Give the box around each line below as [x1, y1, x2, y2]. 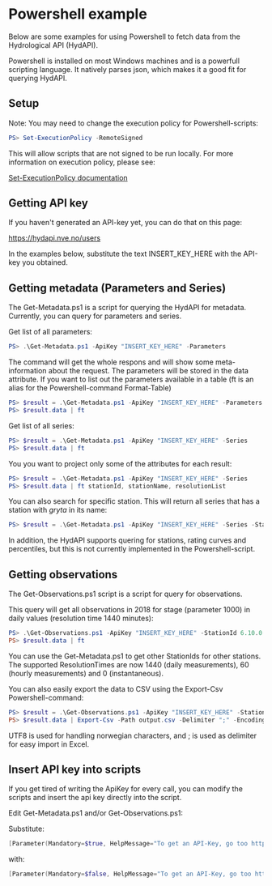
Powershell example [8, 5, 147, 23]
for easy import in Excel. [8, 739, 90, 749]
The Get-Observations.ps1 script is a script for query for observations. [8, 589, 243, 599]
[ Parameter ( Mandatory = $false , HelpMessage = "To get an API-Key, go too [8, 870, 252, 879]
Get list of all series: [8, 420, 74, 430]
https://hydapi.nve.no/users [8, 233, 101, 243]
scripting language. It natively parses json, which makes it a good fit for [8, 64, 247, 74]
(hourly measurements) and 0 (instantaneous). [8, 668, 164, 678]
